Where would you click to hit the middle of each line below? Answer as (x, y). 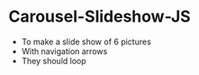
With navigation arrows (64, 51)
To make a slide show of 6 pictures (86, 42)
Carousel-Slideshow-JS (99, 17)
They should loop (54, 61)
